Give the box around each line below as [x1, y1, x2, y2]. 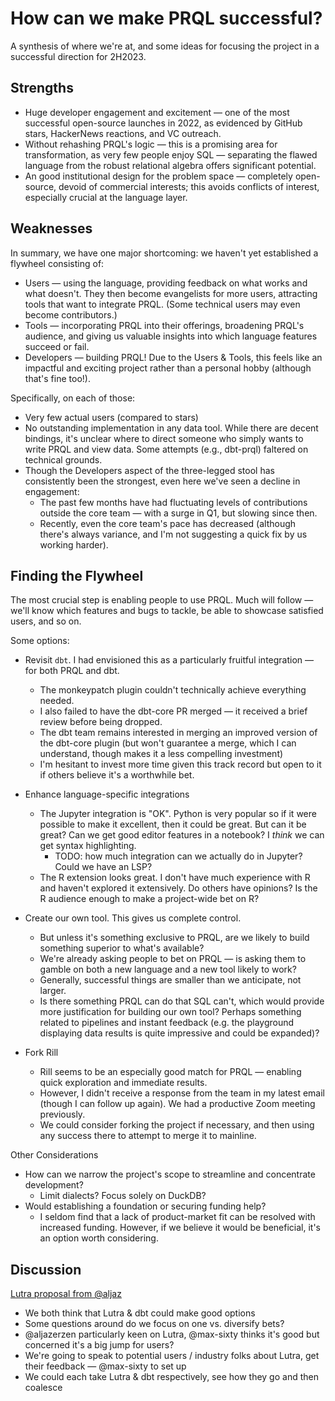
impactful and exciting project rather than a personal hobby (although [24, 362, 312, 374]
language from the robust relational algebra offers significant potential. [24, 159, 317, 171]
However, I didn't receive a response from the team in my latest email [39, 1087, 326, 1099]
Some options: [10, 635, 70, 647]
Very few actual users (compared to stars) [24, 411, 199, 423]
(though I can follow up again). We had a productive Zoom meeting [39, 1098, 316, 1110]
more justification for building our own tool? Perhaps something [39, 1006, 302, 1018]
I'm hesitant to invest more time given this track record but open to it [39, 758, 322, 771]
